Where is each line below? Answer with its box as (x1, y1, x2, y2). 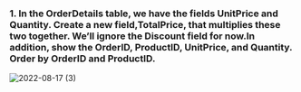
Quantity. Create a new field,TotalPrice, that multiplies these (9, 18, 281, 31)
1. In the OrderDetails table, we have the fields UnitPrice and (9, 7, 279, 20)
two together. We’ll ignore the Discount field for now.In (9, 30, 256, 42)
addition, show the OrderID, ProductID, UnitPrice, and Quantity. (9, 41, 293, 53)
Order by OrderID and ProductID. (9, 52, 156, 65)
